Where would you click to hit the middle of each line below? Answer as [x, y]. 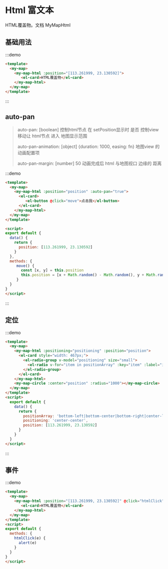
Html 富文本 [29, 10]
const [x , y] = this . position [52, 270]
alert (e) [27, 543]
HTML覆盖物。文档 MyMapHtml [38, 25]
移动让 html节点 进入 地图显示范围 [52, 136]
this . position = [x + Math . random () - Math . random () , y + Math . [89, 275]
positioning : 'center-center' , [56, 421]
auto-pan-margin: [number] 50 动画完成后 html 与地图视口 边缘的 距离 [89, 163]
